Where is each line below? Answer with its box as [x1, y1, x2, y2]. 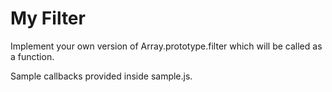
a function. [10, 50, 55, 62]
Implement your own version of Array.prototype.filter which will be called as [10, 40, 323, 52]
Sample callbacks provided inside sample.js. [10, 70, 193, 82]
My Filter [10, 7, 86, 30]
